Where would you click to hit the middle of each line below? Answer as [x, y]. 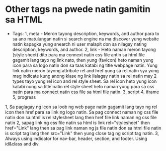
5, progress [24, 97]
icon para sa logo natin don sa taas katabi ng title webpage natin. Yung [85, 65]
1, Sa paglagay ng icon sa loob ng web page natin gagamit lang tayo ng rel [81, 107]
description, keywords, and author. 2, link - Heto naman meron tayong [84, 49]
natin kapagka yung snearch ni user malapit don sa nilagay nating [80, 44]
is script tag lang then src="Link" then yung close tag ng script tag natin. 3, [82, 133]
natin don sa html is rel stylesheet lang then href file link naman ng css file [81, 117]
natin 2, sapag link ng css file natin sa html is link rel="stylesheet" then [78, 123]
